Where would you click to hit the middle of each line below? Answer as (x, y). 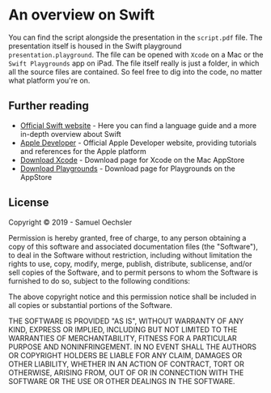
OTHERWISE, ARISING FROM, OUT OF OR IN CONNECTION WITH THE (126, 372)
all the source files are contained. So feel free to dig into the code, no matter (135, 71)
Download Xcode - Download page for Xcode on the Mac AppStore (132, 160)
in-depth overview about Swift (70, 134)
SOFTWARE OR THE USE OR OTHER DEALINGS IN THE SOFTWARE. (122, 381)
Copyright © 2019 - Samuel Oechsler (70, 222)
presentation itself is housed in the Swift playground (95, 45)
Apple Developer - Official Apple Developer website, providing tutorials (138, 143)
